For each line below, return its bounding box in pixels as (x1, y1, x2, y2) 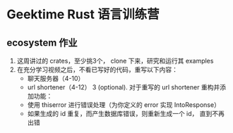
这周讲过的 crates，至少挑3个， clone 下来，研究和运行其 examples (16, 57, 214, 65)
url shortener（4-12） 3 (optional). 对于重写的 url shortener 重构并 (27, 83, 220, 91)
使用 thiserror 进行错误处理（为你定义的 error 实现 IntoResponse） (27, 101, 220, 109)
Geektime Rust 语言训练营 (6, 6, 160, 23)
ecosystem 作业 (6, 37, 78, 49)
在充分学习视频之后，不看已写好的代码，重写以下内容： (16, 65, 178, 74)
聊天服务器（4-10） (27, 75, 85, 82)
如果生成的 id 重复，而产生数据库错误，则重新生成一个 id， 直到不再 (27, 110, 225, 118)
